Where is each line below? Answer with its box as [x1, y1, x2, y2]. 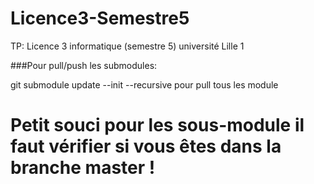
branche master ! [10, 157, 156, 179]
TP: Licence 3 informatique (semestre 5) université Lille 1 [10, 40, 245, 52]
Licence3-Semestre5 [10, 7, 190, 30]
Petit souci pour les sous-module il [10, 114, 305, 137]
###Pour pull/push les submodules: [10, 59, 158, 71]
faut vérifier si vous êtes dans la [10, 135, 282, 158]
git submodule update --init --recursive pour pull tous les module [10, 78, 279, 91]
